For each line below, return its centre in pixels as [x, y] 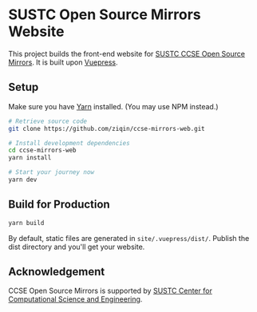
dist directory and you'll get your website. [77, 247]
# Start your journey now [51, 172]
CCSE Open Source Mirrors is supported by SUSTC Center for [111, 291]
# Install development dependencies [69, 143]
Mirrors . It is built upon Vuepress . [63, 62]
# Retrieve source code [48, 121]
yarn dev [23, 180]
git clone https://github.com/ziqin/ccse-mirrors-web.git [107, 128]
